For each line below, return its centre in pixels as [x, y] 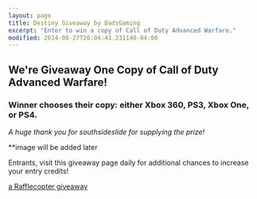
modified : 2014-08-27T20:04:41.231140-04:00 [83, 38]
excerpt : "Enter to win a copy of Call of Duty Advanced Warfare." [123, 30]
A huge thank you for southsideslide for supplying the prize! [107, 132]
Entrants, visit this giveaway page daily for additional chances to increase [128, 163]
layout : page [30, 15]
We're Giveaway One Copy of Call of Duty [113, 69]
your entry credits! [39, 170]
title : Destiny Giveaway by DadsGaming [74, 23]
